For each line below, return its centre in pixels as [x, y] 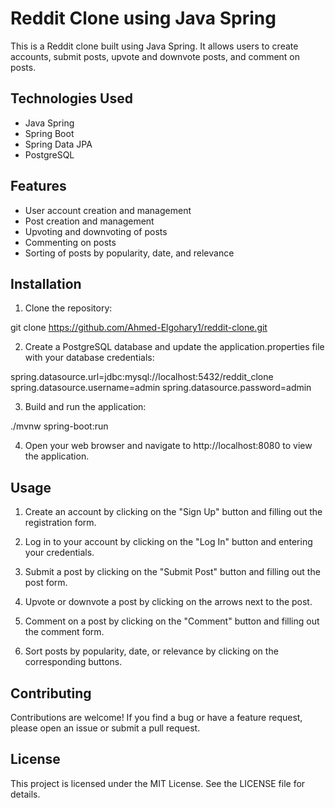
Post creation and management [89, 221]
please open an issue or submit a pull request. [105, 728]
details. [25, 794]
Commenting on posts [70, 242]
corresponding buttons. [73, 662]
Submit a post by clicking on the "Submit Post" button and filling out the [172, 572]
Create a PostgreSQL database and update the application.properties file [174, 347]
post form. [46, 583]
